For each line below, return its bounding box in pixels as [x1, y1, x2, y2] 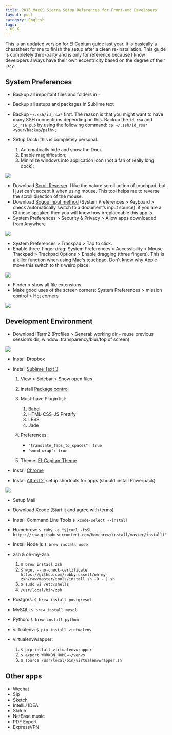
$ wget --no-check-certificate [20, 567, 88, 573]
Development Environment [5, 317, 93, 326]
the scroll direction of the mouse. [12, 193, 83, 199]
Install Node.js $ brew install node [12, 541, 88, 547]
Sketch [12, 696, 28, 703]
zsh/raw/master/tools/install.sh [20, 576, 92, 581]
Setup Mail [12, 497, 36, 503]
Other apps [5, 672, 42, 681]
